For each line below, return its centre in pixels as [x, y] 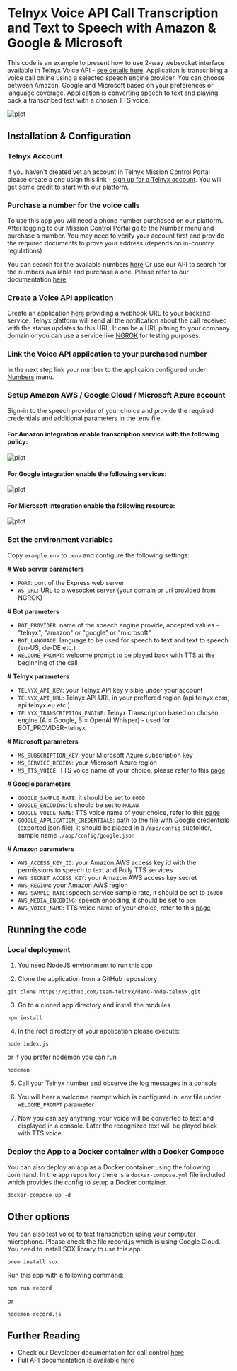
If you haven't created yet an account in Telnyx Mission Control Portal [109, 172]
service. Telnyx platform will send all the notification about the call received [117, 320]
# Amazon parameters [41, 849]
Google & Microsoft [65, 43]
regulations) [25, 250]
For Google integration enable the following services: [87, 474]
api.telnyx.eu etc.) [44, 705]
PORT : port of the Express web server [71, 582]
